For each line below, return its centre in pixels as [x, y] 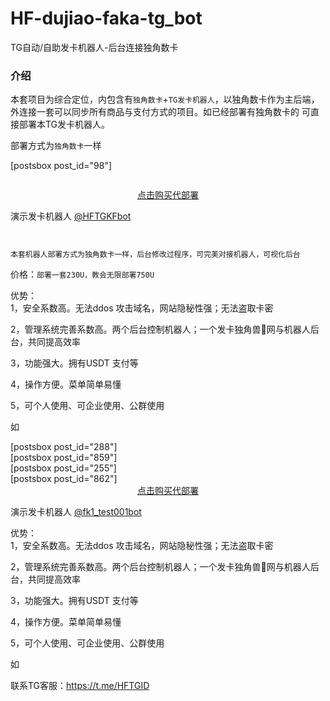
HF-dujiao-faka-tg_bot [106, 18]
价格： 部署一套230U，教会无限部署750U [82, 274]
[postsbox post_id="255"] [63, 468]
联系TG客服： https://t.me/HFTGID [80, 686]
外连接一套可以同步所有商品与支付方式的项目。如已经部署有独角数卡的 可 [160, 112]
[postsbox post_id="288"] [64, 447]
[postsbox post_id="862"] [64, 479]
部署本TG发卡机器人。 [64, 124]
